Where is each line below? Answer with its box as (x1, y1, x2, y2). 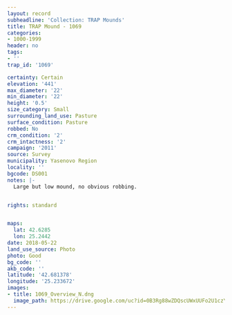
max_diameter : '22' (7, 87, 64, 94)
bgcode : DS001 (7, 170, 48, 177)
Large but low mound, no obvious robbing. (13, 183, 137, 190)
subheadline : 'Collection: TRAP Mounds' (7, 17, 126, 23)
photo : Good (7, 252, 41, 259)
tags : (7, 49, 23, 56)
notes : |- (7, 177, 36, 184)
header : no (7, 42, 39, 49)
